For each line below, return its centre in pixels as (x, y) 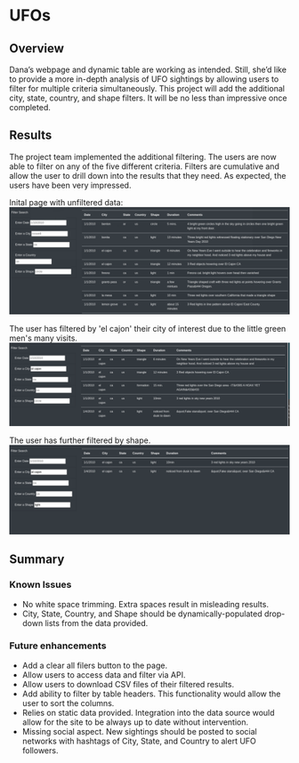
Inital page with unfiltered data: (66, 202)
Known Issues (40, 585)
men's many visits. (44, 338)
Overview (37, 48)
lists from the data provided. (97, 622)
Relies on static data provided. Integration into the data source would (148, 712)
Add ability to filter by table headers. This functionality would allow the (151, 694)
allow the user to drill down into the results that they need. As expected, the (148, 175)
